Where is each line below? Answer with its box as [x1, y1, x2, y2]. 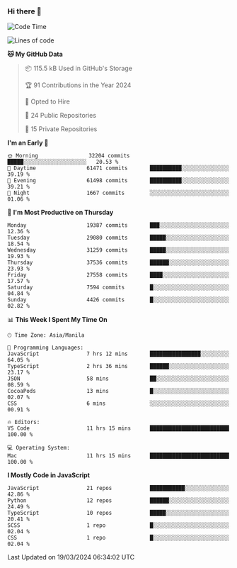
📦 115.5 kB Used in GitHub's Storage [24, 64, 133, 73]
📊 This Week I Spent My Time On [7, 316, 108, 324]
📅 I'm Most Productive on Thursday [7, 208, 114, 217]
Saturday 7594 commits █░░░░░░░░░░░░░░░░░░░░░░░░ [7, 284, 230, 291]
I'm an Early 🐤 [7, 138, 49, 147]
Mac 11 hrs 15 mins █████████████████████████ [7, 452, 230, 460]
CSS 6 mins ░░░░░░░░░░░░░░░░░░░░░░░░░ [7, 400, 230, 407]
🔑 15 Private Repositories [24, 125, 98, 133]
